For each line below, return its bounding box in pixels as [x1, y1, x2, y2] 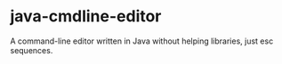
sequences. [10, 44, 53, 55]
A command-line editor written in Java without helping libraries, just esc [10, 36, 274, 46]
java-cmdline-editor [10, 6, 162, 27]
